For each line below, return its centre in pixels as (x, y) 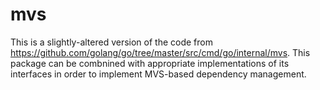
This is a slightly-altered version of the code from (111, 42)
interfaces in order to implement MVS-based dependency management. (158, 74)
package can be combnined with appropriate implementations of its (150, 63)
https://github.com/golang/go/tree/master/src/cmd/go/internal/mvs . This (160, 52)
